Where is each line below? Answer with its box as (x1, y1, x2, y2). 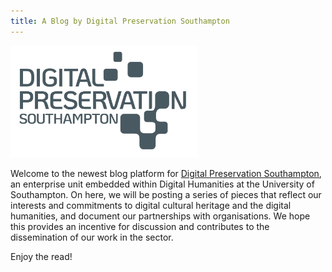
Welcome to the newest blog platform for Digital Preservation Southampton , (10, 167, 322, 179)
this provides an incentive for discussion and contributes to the (10, 220, 270, 232)
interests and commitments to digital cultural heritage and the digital (10, 199, 292, 211)
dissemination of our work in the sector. (10, 231, 174, 243)
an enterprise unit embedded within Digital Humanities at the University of (10, 178, 315, 190)
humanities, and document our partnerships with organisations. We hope (10, 210, 311, 222)
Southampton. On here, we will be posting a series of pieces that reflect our (10, 188, 322, 200)
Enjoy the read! (10, 250, 73, 262)
